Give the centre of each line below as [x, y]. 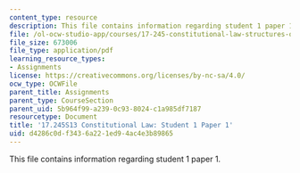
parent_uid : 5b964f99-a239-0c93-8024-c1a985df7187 [105, 109]
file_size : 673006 [43, 42]
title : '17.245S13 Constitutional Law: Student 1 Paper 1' [121, 126]
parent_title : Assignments [59, 92]
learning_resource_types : [57, 59]
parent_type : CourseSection [62, 100]
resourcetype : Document [54, 117]
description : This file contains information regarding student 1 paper [147, 26]
